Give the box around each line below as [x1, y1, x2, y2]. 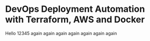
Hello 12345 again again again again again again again [5, 30, 117, 36]
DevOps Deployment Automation [5, 3, 145, 15]
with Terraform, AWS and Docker [5, 14, 145, 25]
